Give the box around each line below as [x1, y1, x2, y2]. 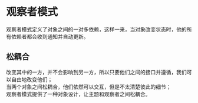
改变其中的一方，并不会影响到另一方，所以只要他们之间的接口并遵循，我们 [6, 68, 187, 75]
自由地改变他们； [11, 75, 53, 83]
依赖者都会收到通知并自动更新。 [11, 33, 89, 40]
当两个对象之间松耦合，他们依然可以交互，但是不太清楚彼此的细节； [6, 83, 171, 90]
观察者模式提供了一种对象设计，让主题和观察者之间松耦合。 [6, 90, 151, 97]
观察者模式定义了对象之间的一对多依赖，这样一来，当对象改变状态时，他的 [6, 26, 187, 33]
